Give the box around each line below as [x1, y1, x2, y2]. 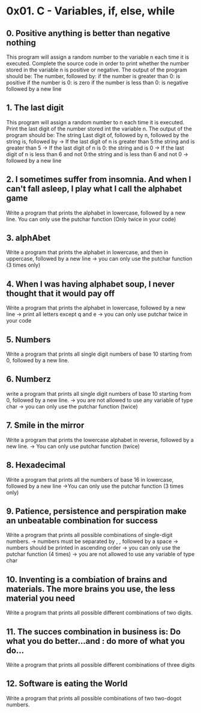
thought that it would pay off [6, 288, 115, 299]
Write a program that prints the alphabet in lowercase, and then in [6, 249, 169, 256]
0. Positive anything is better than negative [6, 28, 170, 38]
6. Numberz [6, 374, 51, 384]
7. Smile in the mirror [6, 420, 85, 431]
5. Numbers [6, 335, 51, 345]
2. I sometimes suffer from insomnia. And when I [6, 174, 191, 184]
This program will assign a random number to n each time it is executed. [6, 118, 185, 126]
